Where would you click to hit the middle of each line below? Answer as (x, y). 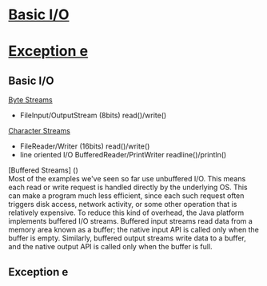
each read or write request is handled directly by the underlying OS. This (128, 187)
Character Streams (39, 131)
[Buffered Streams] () (43, 170)
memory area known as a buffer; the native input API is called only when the (134, 230)
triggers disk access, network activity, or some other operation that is (123, 205)
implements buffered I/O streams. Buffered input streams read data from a (131, 221)
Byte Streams (31, 100)
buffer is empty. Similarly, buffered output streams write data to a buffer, (127, 238)
